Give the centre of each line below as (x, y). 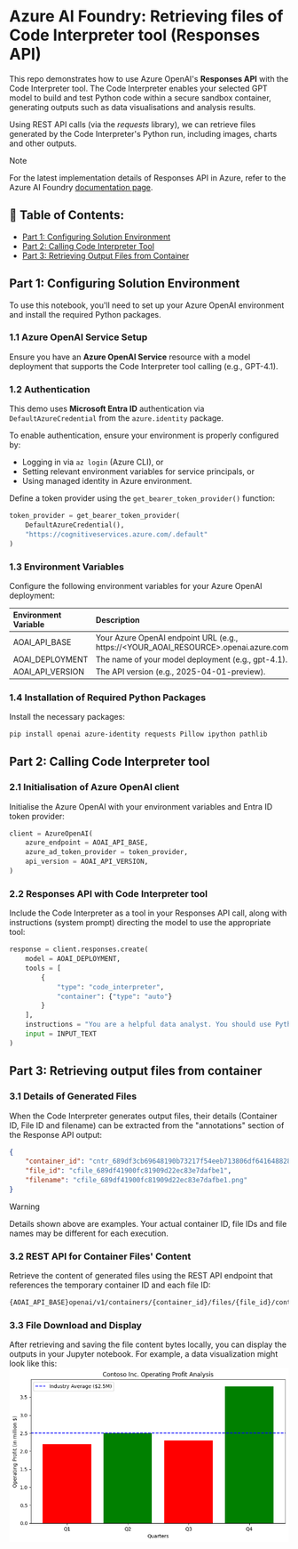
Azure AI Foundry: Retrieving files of (146, 16)
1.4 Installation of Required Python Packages (108, 698)
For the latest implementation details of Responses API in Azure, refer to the (148, 177)
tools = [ (43, 968)
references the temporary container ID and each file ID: (110, 1285)
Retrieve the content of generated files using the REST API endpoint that (141, 1276)
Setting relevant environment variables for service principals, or (138, 472)
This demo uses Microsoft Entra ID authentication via (107, 409)
